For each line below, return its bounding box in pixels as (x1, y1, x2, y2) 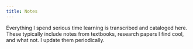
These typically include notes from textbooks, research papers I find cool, (6, 30, 184, 37)
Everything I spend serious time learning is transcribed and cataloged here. (6, 24, 188, 31)
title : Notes (6, 8, 38, 14)
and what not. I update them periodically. (6, 36, 105, 43)
